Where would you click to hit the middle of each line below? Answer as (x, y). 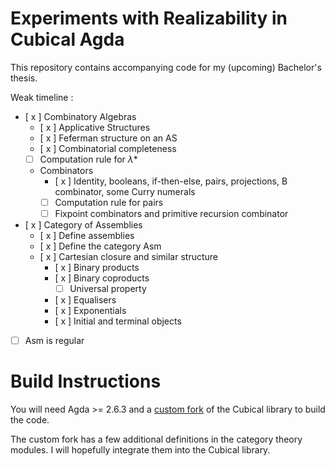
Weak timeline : (42, 97)
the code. (30, 420)
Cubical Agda (67, 39)
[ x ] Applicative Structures (95, 127)
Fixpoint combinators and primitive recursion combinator (171, 214)
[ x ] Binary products (97, 268)
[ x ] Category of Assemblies (83, 225)
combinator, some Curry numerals (125, 191)
